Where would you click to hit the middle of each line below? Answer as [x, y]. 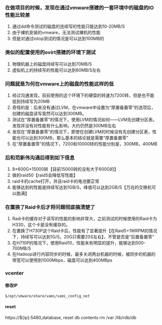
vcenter [15, 273]
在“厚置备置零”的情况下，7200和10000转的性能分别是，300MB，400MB [85, 144]
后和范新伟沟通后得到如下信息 [40, 157]
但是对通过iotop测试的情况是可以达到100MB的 [58, 39]
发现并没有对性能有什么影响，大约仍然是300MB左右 [64, 125]
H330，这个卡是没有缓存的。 [41, 225]
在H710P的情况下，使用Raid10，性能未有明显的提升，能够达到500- [79, 243]
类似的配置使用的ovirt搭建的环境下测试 [50, 52]
